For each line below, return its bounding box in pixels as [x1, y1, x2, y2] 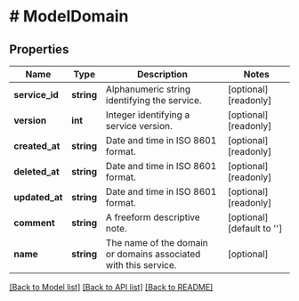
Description [136, 69, 189, 80]
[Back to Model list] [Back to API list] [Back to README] [9, 282, 214, 292]
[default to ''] [227, 223, 283, 234]
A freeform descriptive [105, 211, 200, 224]
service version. [105, 120, 173, 132]
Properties [9, 42, 69, 57]
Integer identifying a [105, 109, 190, 121]
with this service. [105, 259, 177, 271]
